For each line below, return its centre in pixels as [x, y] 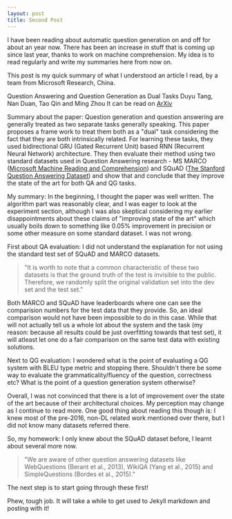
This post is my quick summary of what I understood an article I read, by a [113, 75]
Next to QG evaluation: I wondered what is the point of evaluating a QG [108, 360]
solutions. [21, 347]
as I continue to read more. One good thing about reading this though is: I [112, 410]
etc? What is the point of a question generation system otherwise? [101, 382]
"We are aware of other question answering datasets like [105, 459]
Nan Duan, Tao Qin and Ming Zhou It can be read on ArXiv [90, 103]
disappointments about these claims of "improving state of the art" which [112, 218]
